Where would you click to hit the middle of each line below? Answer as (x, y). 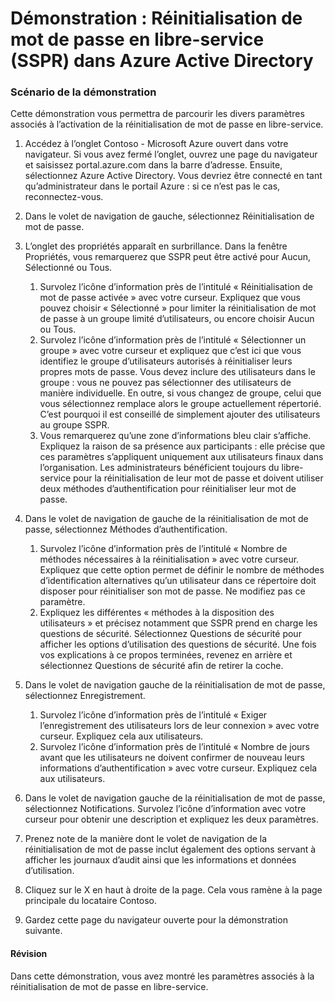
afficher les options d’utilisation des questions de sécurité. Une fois (178, 644)
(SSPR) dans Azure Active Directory (162, 61)
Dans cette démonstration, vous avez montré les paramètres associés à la (162, 976)
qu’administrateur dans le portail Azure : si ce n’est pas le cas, (152, 186)
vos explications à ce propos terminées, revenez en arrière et (166, 655)
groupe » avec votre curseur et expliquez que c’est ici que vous (170, 351)
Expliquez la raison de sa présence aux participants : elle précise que (182, 446)
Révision (29, 954)
